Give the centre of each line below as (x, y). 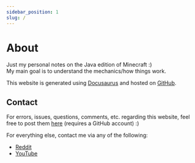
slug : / (16, 18)
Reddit (23, 147)
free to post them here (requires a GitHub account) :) (73, 123)
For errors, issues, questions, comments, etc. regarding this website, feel (98, 117)
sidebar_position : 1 (33, 12)
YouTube (26, 154)
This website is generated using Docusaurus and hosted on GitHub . (91, 83)
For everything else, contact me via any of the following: (77, 136)
